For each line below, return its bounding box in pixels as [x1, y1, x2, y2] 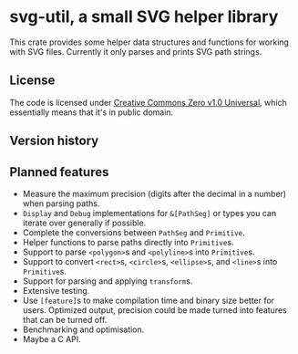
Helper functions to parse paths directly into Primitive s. [22, 236, 234, 247]
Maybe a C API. [22, 333, 82, 344]
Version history [9, 133, 99, 149]
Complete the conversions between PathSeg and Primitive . [22, 226, 246, 238]
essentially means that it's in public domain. [9, 107, 174, 118]
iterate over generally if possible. [22, 217, 147, 228]
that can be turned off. [22, 314, 108, 325]
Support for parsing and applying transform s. [22, 276, 193, 286]
